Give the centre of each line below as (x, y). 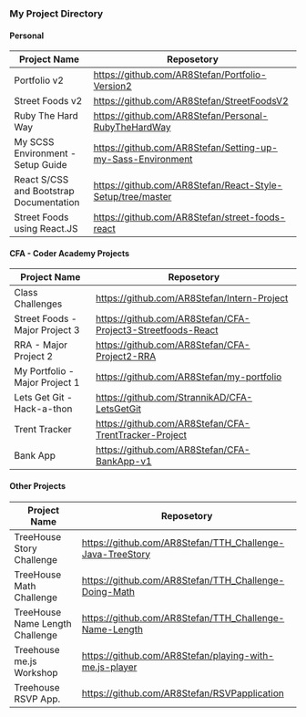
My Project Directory (56, 14)
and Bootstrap (44, 192)
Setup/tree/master (133, 197)
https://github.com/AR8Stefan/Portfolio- (180, 75)
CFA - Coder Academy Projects (70, 253)
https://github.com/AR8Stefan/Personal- (181, 116)
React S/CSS (41, 180)
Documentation (47, 203)
